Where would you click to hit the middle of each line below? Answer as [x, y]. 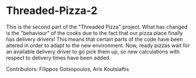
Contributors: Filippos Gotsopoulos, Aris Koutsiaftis [68, 69]
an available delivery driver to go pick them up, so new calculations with [93, 51]
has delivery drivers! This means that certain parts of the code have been [94, 39]
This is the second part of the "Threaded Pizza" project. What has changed [97, 27]
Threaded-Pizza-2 [52, 11]
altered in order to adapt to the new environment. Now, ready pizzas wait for [98, 45]
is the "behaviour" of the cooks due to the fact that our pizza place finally [94, 33]
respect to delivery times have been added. [59, 58]
